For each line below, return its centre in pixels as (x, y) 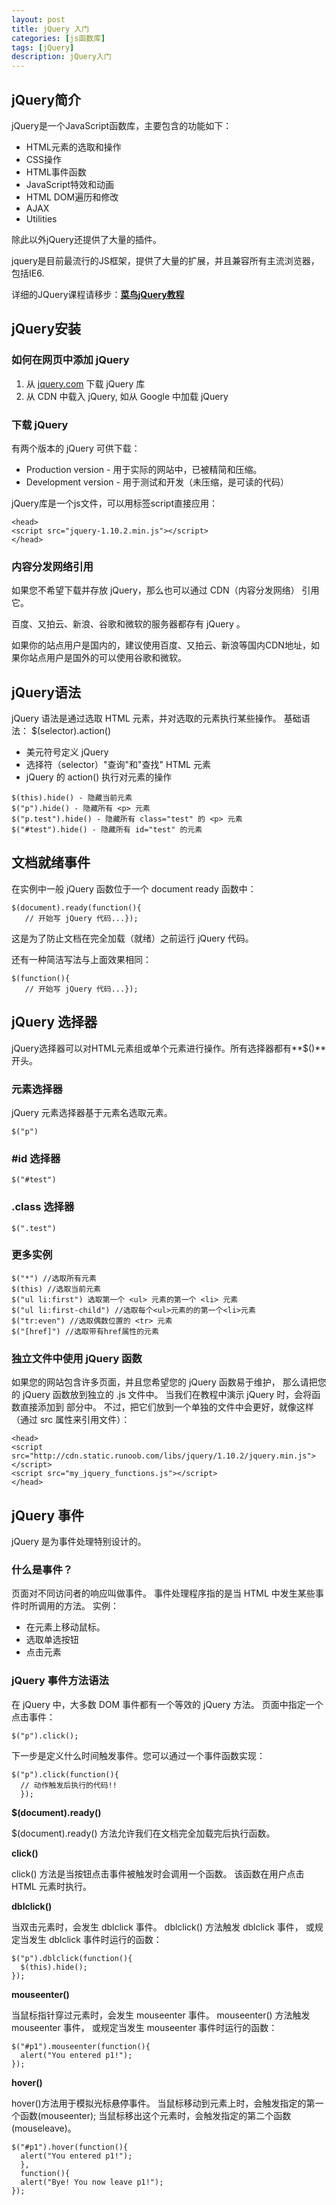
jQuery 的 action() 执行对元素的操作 (99, 777)
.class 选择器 (43, 1207)
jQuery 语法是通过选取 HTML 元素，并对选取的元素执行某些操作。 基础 (156, 718)
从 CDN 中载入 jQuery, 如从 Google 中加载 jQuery (127, 396)
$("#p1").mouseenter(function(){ (81, 2046)
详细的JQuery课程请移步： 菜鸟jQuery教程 (98, 294)
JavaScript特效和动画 (70, 184)
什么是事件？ (42, 1569)
